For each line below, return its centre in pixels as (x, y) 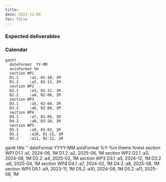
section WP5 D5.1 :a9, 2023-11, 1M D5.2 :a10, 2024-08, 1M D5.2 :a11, (74, 169)
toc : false (16, 19)
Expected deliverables (33, 36)
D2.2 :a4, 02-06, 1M (35, 95)
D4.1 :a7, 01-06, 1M (35, 117)
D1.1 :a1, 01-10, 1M (35, 78)
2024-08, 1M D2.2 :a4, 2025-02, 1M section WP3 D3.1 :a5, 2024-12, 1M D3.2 (83, 158)
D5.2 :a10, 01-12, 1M (36, 134)
